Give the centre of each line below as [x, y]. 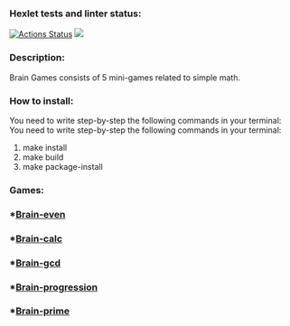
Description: [37, 58]
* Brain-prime [40, 312]
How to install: [42, 100]
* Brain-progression [53, 287]
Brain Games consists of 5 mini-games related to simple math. [125, 77]
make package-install [63, 166]
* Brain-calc [36, 238]
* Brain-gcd [35, 263]
